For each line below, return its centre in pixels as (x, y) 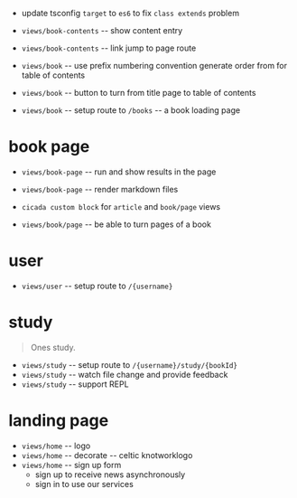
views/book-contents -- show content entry (102, 30)
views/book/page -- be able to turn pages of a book (116, 224)
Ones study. (53, 347)
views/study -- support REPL (75, 384)
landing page (59, 420)
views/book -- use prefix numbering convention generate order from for (154, 66)
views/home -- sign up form (71, 465)
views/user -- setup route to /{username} (97, 286)
